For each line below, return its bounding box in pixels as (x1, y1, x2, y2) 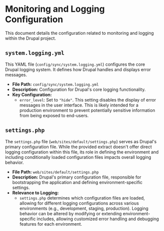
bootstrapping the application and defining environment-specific (12, 179, 143, 185)
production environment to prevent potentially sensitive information (19, 107, 155, 113)
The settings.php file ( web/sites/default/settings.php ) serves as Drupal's (5, 138, 157, 144)
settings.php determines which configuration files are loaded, (19, 195, 145, 201)
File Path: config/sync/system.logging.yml (12, 81, 99, 87)
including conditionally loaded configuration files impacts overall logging (5, 154, 152, 160)
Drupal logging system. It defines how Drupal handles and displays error (5, 66, 151, 72)
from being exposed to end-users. (19, 112, 89, 118)
